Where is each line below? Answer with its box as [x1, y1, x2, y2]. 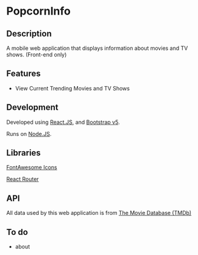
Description [6, 29, 52, 39]
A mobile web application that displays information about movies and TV [6, 44, 188, 52]
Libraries [6, 148, 41, 158]
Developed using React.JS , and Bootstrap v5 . [6, 118, 120, 126]
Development [6, 102, 59, 113]
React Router [6, 175, 39, 183]
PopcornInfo [6, 4, 71, 18]
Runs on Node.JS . [6, 130, 52, 137]
